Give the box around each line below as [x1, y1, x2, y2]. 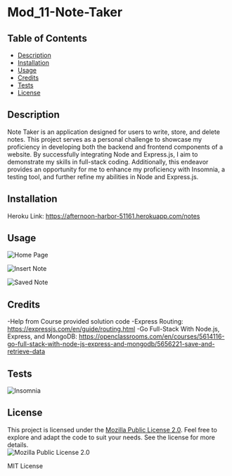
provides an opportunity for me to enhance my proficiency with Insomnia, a [7, 165, 226, 173]
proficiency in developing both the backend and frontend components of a [7, 142, 224, 151]
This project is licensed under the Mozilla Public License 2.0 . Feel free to [7, 425, 218, 434]
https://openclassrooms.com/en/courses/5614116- [78, 332, 225, 341]
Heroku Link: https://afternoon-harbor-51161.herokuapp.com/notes [7, 212, 200, 220]
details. [7, 440, 29, 448]
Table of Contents [7, 32, 88, 44]
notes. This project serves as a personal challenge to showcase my [7, 135, 202, 143]
